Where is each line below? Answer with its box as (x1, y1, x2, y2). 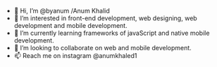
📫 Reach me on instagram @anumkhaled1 (13, 52, 137, 59)
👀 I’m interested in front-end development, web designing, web (13, 14, 197, 22)
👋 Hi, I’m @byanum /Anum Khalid (13, 7, 111, 15)
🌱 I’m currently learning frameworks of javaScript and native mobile (13, 29, 210, 37)
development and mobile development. (13, 22, 128, 29)
